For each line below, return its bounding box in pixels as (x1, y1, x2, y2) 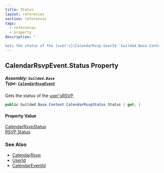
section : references (5, 16, 47, 21)
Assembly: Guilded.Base (5, 75, 55, 81)
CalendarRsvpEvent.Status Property (5, 62, 119, 70)
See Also (5, 141, 27, 148)
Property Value (5, 113, 37, 119)
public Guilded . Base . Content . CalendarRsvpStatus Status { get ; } (5, 102, 141, 107)
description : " (5, 35, 36, 40)
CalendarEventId (12, 163, 46, 169)
